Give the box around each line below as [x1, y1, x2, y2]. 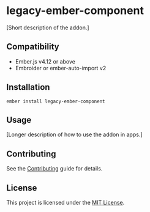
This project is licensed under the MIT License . [6, 199, 125, 206]
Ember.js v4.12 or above [15, 57, 75, 65]
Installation [6, 82, 50, 92]
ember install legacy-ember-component [6, 98, 105, 104]
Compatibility [6, 42, 59, 52]
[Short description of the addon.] [6, 24, 90, 31]
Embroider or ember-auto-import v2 [15, 64, 107, 71]
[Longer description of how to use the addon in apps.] [6, 131, 143, 138]
